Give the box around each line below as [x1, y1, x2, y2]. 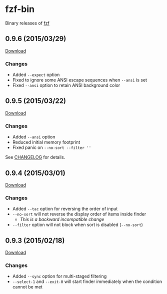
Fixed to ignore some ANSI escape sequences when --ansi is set [12, 77, 147, 83]
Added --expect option [12, 71, 60, 78]
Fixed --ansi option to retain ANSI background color [12, 82, 120, 88]
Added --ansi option [12, 134, 55, 140]
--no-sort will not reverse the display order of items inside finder [12, 211, 146, 217]
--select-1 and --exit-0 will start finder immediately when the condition [12, 278, 162, 284]
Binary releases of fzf [5, 20, 50, 26]
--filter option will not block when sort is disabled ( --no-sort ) [12, 221, 143, 228]
